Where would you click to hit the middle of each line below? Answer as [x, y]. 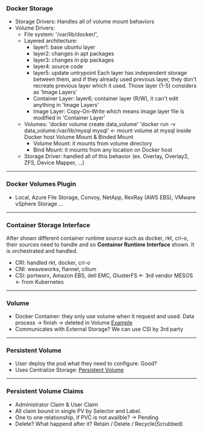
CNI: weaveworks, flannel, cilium [56, 269]
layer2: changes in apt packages [74, 54]
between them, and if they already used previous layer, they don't [115, 79]
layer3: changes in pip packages [73, 60]
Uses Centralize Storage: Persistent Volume [69, 370]
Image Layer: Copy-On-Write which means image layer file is [108, 111]
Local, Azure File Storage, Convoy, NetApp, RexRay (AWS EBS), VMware [105, 197]
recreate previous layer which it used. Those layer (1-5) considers [115, 86]
